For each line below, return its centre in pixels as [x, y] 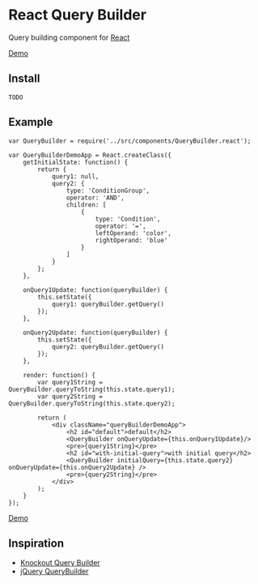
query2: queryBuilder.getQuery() [108, 346]
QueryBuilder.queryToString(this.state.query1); [92, 389]
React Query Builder [78, 15]
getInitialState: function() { [76, 162]
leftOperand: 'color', [133, 233]
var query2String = [70, 396]
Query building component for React [69, 37]
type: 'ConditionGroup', [108, 191]
